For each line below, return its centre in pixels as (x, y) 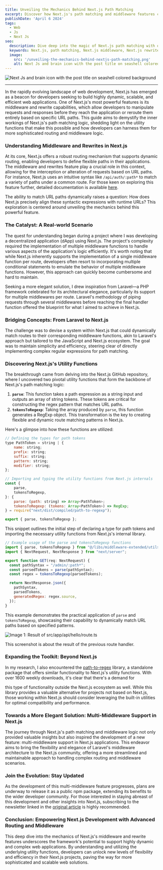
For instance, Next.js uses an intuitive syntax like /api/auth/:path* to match (81, 177)
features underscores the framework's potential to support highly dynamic (80, 841)
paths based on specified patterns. (40, 625)
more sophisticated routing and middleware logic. (55, 133)
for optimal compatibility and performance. (48, 702)
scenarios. (16, 763)
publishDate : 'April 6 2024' (34, 19)
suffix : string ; (30, 456)
